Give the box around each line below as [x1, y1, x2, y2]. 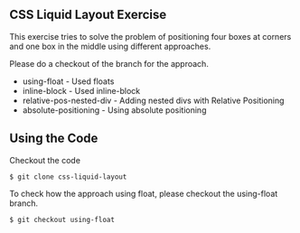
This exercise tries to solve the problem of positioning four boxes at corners [9, 31, 292, 42]
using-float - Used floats [22, 76, 115, 87]
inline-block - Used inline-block [22, 85, 141, 96]
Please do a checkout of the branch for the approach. [9, 58, 210, 69]
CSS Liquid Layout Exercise [9, 7, 167, 23]
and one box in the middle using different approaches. [9, 41, 211, 51]
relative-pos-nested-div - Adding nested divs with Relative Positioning [22, 95, 285, 106]
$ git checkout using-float [9, 215, 116, 224]
